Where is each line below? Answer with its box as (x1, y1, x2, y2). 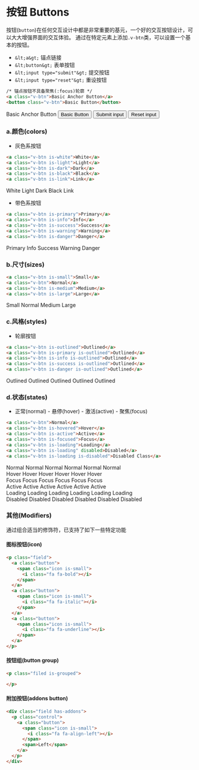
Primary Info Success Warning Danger (6, 244, 100, 251)
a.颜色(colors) (6, 128, 48, 136)
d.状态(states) (6, 393, 48, 401)
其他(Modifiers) (6, 511, 52, 519)
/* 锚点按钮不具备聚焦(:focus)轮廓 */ (6, 88, 93, 94)
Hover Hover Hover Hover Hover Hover (6, 470, 102, 477)
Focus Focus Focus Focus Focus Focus (6, 477, 103, 484)
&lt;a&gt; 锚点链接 (14, 54, 62, 61)
